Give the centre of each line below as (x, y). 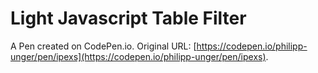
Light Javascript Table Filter (128, 18)
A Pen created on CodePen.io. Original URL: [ (103, 46)
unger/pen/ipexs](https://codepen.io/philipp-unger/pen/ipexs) (138, 56)
